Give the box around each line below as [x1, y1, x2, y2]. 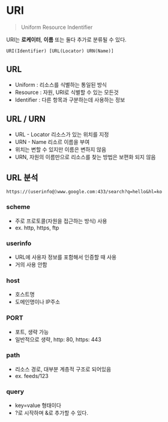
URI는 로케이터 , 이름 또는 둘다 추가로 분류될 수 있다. [6, 36, 127, 43]
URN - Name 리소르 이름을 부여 [14, 138, 90, 145]
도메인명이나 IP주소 [14, 299, 61, 306]
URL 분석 [6, 172, 38, 182]
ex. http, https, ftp [14, 224, 59, 231]
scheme [6, 203, 31, 211]
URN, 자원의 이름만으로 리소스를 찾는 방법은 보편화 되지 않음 [14, 153, 156, 160]
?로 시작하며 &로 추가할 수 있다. [14, 409, 89, 417]
